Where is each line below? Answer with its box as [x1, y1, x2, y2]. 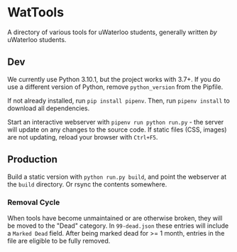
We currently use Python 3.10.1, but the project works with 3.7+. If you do [7, 75, 221, 83]
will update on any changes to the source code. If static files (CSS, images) [7, 125, 227, 134]
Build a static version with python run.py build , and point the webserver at [7, 172, 227, 181]
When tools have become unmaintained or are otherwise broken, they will [7, 214, 223, 222]
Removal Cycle [7, 197, 60, 207]
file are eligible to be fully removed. [7, 236, 111, 245]
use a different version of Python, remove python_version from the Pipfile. [7, 83, 224, 91]
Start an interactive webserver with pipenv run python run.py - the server [7, 117, 224, 126]
